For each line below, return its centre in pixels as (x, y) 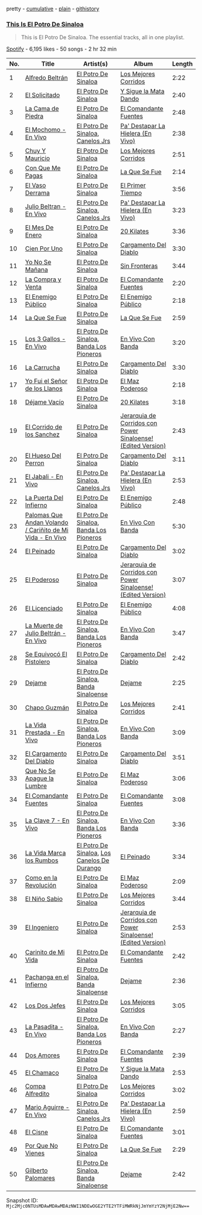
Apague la (39, 778)
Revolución (41, 886)
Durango (89, 868)
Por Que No (41, 1146)
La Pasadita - (44, 1027)
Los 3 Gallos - (45, 339)
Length (182, 64)
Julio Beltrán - (45, 633)
